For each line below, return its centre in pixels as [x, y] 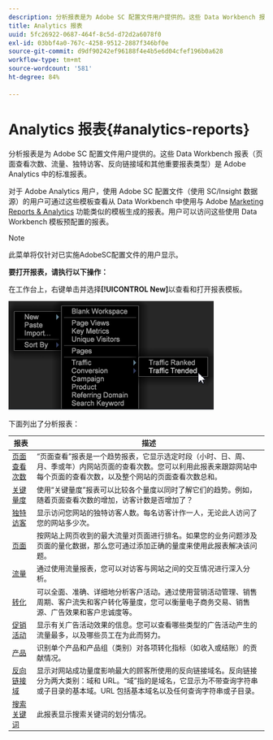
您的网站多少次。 [65, 522]
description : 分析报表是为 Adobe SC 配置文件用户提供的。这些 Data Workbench [132, 17]
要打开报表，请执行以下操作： [58, 271]
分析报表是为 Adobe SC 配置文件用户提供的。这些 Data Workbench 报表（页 [136, 154]
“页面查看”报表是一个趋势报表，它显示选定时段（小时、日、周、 [143, 457]
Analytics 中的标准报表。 [50, 174]
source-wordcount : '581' [50, 69]
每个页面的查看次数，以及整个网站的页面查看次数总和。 [129, 477]
